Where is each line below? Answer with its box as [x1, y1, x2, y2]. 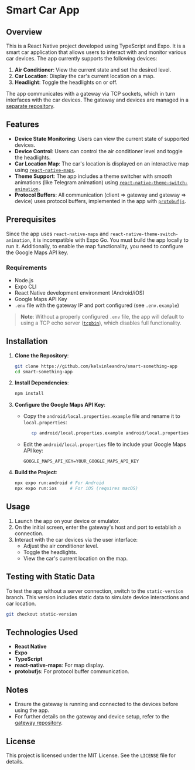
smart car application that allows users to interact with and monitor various [6, 49, 187, 56]
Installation [6, 336, 48, 346]
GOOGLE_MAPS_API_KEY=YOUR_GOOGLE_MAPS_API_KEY [23, 458, 139, 464]
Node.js [14, 276, 34, 283]
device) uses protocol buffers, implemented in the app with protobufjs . [14, 197, 186, 204]
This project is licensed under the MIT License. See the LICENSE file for [6, 752, 176, 759]
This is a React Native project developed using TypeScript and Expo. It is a [6, 42, 186, 49]
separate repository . [6, 103, 55, 109]
